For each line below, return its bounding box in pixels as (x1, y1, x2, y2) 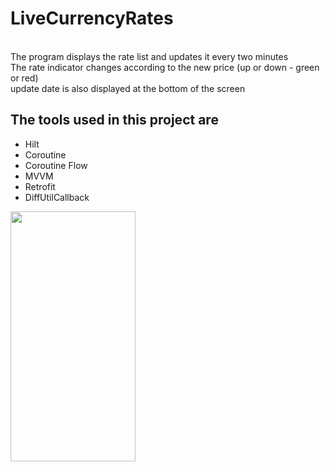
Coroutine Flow (24, 159, 88, 171)
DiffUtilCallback (24, 191, 90, 203)
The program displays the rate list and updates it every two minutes (10, 50, 289, 62)
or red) (10, 72, 39, 84)
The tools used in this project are (10, 112, 219, 129)
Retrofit (24, 180, 56, 192)
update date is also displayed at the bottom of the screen (10, 82, 246, 94)
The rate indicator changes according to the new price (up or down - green (10, 61, 320, 73)
